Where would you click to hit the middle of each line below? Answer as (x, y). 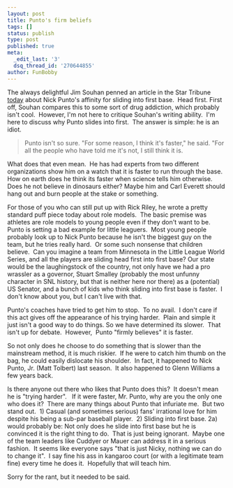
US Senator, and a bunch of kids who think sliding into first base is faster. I (115, 289)
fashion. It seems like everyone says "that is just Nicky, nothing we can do (114, 448)
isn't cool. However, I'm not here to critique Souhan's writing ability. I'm (111, 114)
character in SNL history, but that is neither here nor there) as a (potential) (113, 281)
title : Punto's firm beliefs (50, 20)
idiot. (15, 129)
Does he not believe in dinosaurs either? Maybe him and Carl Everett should (116, 186)
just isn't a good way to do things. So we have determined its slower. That (114, 324)
